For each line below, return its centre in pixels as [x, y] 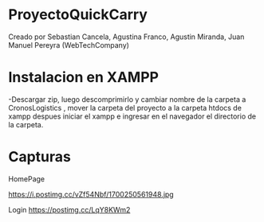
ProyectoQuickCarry [78, 15]
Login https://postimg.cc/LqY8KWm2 [69, 209]
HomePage [27, 179]
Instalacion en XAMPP [84, 78]
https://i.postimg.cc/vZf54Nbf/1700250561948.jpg [91, 194]
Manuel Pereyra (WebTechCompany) [69, 45]
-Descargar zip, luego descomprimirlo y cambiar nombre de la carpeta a [127, 99]
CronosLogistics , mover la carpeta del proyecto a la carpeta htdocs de [125, 107]
